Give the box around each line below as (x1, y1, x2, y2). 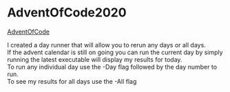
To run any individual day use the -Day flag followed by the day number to (7, 62, 218, 71)
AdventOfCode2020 (7, 5, 127, 21)
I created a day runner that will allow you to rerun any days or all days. (7, 41, 207, 49)
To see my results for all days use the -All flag (7, 77, 137, 85)
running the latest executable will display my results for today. (7, 55, 182, 63)
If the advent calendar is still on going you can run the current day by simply (7, 48, 223, 56)
